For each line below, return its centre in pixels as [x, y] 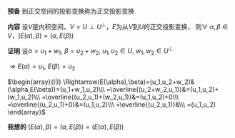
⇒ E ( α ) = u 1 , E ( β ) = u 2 [42, 67]
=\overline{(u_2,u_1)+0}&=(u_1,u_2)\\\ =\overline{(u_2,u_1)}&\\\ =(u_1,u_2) [112, 104]
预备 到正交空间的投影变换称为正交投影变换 [71, 11]
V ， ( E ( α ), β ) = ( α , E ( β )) [41, 36]
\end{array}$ [27, 112]
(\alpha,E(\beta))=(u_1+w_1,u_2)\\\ [56, 89]
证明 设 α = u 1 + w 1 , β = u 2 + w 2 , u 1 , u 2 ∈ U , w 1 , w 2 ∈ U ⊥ [90, 51]
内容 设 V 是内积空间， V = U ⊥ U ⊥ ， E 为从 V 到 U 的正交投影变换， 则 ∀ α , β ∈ [118, 26]
